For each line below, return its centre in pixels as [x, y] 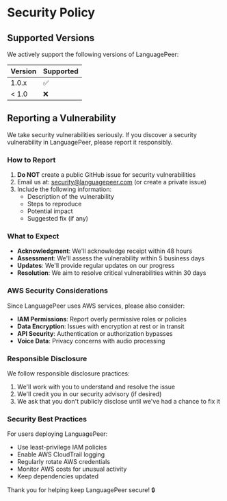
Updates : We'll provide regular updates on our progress [96, 266]
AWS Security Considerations [57, 291]
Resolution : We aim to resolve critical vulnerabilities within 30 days [111, 273]
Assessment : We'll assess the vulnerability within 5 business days [111, 258]
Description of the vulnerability [71, 197]
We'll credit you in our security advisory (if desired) [89, 394]
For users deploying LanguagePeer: [57, 434]
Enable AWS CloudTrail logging [61, 454]
